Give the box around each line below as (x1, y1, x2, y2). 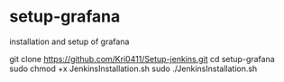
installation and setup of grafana (9, 36, 130, 47)
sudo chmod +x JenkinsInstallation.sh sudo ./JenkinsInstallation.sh (9, 63, 258, 74)
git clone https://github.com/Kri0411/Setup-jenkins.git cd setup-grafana (9, 53, 275, 64)
